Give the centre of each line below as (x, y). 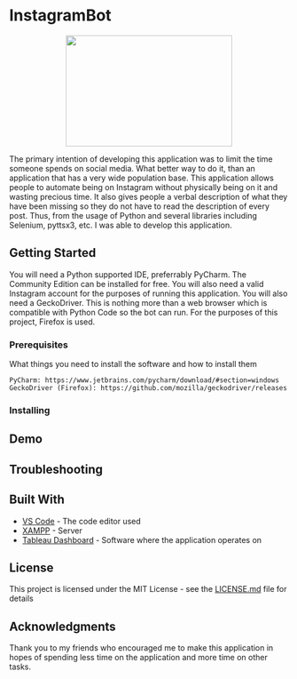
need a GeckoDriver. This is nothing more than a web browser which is (138, 302)
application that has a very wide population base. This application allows (142, 178)
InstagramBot (61, 16)
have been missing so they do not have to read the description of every (140, 206)
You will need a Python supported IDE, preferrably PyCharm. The (128, 274)
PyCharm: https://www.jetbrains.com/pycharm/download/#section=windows (144, 380)
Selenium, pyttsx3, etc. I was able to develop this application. (121, 225)
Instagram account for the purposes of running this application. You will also (148, 293)
